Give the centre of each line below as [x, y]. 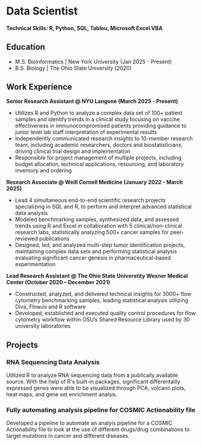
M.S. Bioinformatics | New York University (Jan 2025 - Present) [93, 61]
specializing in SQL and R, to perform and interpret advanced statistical [103, 207]
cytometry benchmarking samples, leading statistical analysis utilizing [101, 300]
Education [26, 47]
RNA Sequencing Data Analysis [53, 362]
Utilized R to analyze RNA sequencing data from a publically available [92, 375]
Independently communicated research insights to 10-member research [104, 138]
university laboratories [43, 326]
